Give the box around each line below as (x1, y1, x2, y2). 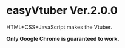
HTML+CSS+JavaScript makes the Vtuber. (6, 23, 112, 31)
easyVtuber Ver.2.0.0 (6, 4, 118, 17)
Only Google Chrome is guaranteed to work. (6, 35, 120, 42)
